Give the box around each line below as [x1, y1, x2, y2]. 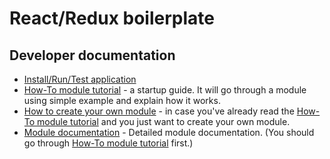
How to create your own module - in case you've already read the [23, 105, 295, 117]
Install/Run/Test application [23, 73, 137, 85]
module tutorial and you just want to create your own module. [37, 116, 291, 127]
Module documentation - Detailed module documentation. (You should [23, 127, 315, 138]
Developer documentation [9, 47, 176, 64]
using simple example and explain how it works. [23, 95, 221, 106]
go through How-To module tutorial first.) [23, 137, 194, 149]
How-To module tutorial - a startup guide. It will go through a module [23, 84, 307, 96]
